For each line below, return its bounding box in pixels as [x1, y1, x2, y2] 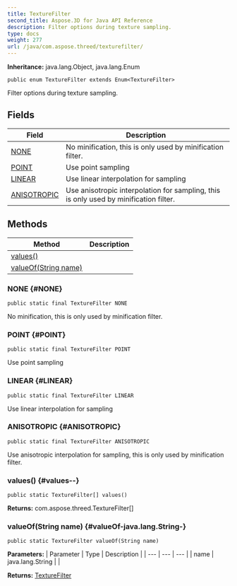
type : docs [7, 30, 39, 37]
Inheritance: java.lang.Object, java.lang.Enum [7, 63, 140, 71]
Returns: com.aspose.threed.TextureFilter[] [7, 504, 134, 512]
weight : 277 [7, 37, 42, 44]
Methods [7, 218, 48, 230]
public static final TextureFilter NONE [7, 300, 128, 307]
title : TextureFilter [7, 10, 71, 18]
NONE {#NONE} [7, 283, 63, 293]
